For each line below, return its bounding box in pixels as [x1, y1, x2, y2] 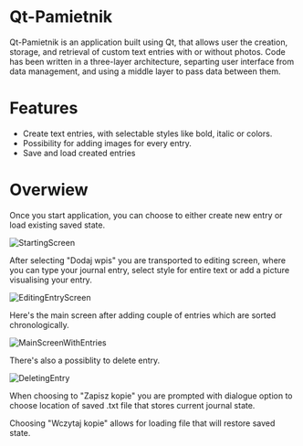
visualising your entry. [9, 274, 93, 285]
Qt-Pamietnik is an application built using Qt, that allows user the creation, [9, 37, 288, 48]
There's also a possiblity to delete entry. [9, 355, 161, 366]
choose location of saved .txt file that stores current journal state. [9, 399, 256, 410]
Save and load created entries [22, 147, 136, 158]
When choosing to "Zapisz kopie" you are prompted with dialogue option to [9, 390, 293, 401]
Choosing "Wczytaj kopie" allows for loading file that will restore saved [9, 418, 276, 429]
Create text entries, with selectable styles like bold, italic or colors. [22, 128, 273, 139]
